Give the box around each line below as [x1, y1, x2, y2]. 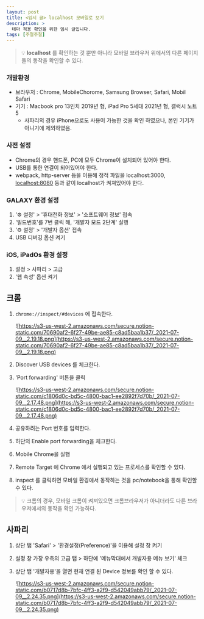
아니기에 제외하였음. [24, 125, 72, 132]
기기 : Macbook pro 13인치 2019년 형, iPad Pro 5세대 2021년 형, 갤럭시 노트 [15, 103, 197, 110]
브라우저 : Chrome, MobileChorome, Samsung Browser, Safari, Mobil [15, 89, 186, 96]
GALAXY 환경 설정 [6, 196, 59, 205]
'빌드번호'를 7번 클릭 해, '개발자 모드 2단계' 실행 [15, 219, 129, 226]
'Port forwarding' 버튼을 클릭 [15, 374, 86, 382]
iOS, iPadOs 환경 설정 [6, 250, 68, 259]
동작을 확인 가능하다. [47, 505, 96, 512]
